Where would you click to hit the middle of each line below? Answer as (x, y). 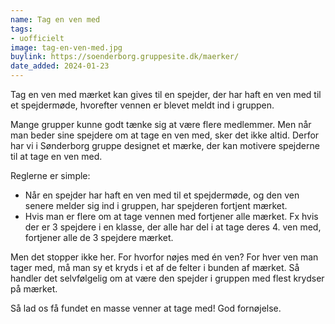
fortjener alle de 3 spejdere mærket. (99, 237)
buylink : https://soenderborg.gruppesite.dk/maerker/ (125, 57)
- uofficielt (37, 38)
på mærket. (34, 289)
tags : (21, 29)
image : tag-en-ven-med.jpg (66, 47)
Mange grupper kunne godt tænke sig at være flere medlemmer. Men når (161, 124)
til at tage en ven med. (56, 156)
